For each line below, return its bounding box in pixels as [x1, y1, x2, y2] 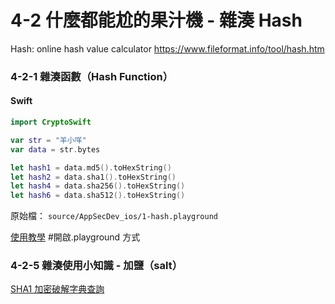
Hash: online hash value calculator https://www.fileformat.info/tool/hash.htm [10, 42, 325, 55]
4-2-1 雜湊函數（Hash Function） [10, 69, 174, 83]
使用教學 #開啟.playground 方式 [10, 231, 141, 243]
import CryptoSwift [10, 117, 92, 128]
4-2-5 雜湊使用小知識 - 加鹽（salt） [10, 259, 183, 273]
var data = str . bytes [10, 144, 101, 155]
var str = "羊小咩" [10, 135, 87, 145]
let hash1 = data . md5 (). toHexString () [10, 162, 172, 173]
